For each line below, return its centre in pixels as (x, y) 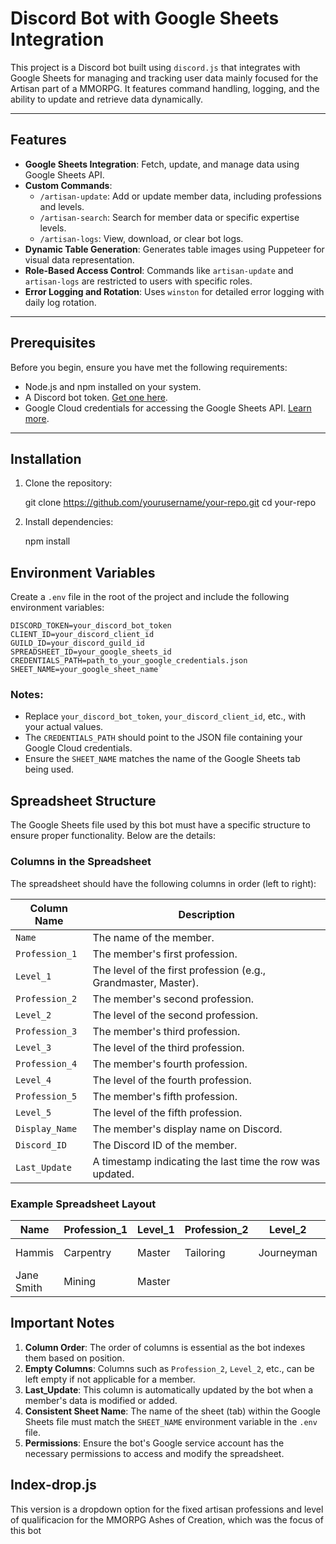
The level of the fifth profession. (167, 1112)
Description (206, 914)
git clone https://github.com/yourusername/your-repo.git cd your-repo (170, 503)
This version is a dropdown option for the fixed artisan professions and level (167, 1509)
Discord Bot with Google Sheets (145, 18)
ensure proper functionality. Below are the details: (113, 836)
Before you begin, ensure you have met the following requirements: (149, 367)
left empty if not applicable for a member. (110, 1379)
